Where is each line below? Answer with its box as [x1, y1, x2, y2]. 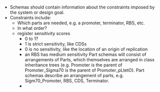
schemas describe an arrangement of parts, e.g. [24, 73, 124, 78]
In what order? [17, 25, 47, 31]
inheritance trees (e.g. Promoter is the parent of [24, 62, 123, 68]
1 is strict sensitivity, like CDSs [24, 41, 87, 46]
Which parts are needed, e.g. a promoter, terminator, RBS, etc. [17, 20, 145, 26]
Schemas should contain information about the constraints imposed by [9, 4, 155, 10]
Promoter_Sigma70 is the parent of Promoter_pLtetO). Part [24, 67, 145, 73]
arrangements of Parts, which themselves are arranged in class [24, 57, 155, 62]
